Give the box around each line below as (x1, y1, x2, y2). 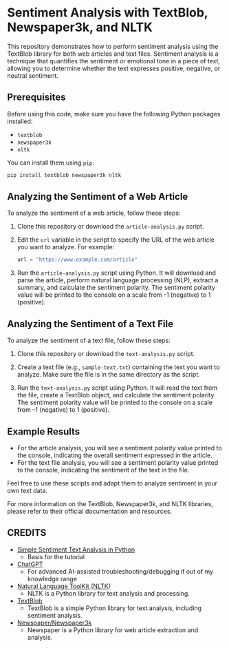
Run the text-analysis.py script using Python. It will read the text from (17, 384, 218, 392)
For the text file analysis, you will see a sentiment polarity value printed (17, 458, 219, 466)
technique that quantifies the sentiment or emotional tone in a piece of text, (7, 56, 221, 65)
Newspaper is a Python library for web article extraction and (27, 625, 198, 634)
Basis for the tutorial (27, 552, 85, 561)
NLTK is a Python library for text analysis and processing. (27, 589, 190, 597)
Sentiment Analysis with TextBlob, (7, 5, 208, 21)
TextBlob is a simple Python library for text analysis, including (27, 604, 201, 612)
